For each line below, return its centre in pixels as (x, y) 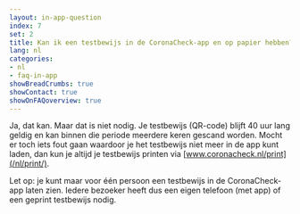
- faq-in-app (33, 76)
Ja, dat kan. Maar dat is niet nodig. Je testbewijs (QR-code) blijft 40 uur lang (150, 126)
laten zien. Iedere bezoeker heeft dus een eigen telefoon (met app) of (153, 190)
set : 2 (21, 34)
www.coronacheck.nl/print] (237, 154)
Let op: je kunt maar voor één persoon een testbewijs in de (117, 181)
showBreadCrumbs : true (51, 84)
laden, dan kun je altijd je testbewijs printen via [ (98, 154)
